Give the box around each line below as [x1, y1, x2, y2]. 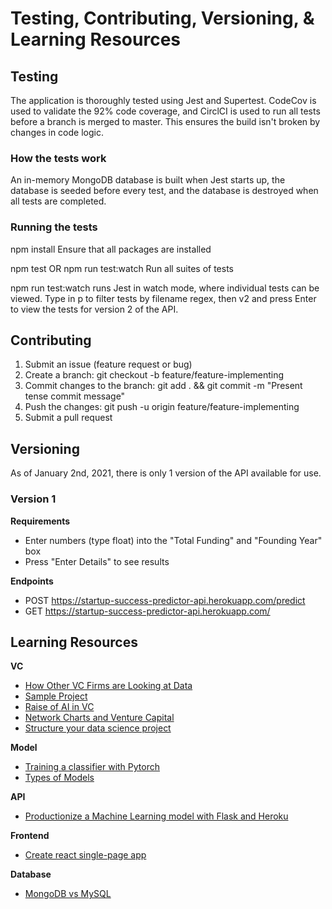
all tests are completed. [10, 195, 107, 207]
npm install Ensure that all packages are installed [10, 243, 212, 255]
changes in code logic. [10, 127, 104, 138]
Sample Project [24, 690, 88, 702]
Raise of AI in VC [24, 701, 95, 713]
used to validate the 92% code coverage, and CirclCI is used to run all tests [10, 105, 321, 117]
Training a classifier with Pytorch [24, 761, 160, 773]
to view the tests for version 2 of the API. [10, 303, 179, 315]
